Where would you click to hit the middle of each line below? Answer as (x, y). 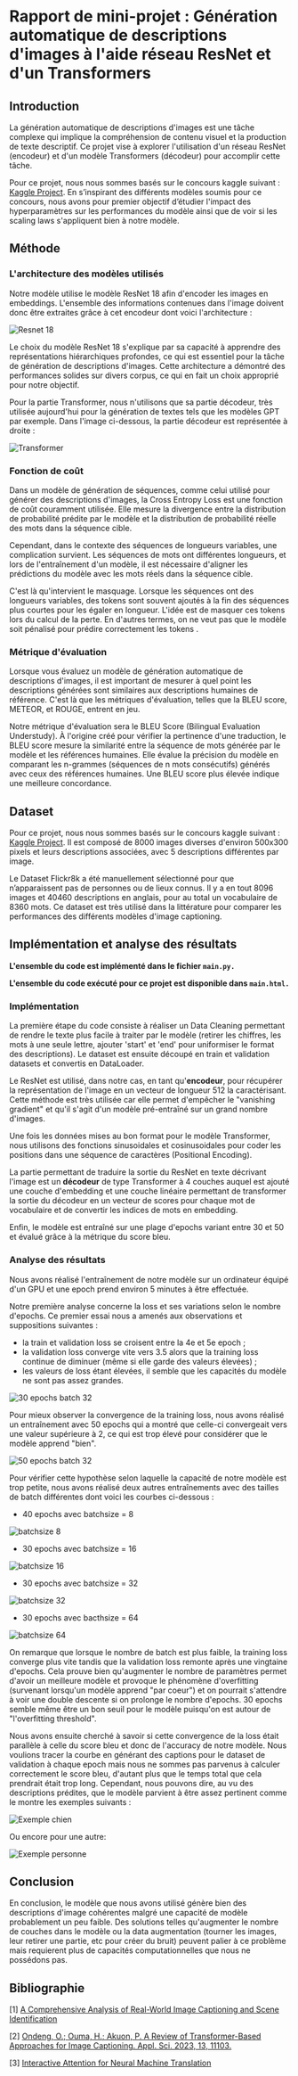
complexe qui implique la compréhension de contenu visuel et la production (148, 137)
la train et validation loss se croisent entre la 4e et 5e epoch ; (134, 1342)
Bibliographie (47, 1988)
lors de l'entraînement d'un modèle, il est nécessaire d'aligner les (129, 564)
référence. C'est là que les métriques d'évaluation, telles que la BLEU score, (148, 700)
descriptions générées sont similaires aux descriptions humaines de (134, 690)
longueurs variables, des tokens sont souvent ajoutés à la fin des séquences (149, 600)
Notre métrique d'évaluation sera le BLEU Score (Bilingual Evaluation (135, 726)
